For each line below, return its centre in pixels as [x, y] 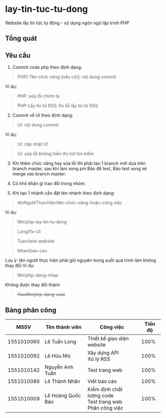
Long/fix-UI [29, 232]
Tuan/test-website [36, 241]
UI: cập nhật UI [32, 144]
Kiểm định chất [105, 389]
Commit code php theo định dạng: [47, 67]
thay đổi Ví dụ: [20, 266]
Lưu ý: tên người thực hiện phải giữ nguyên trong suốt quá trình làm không [81, 260]
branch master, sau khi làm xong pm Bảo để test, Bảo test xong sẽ [80, 169]
